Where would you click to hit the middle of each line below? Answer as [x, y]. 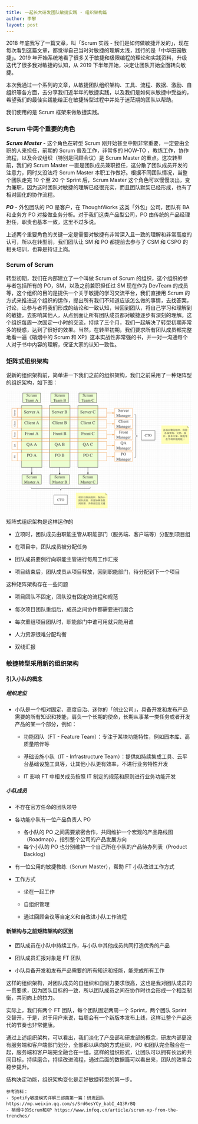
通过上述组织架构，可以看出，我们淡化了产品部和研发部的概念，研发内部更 [96, 1037]
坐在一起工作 [39, 891]
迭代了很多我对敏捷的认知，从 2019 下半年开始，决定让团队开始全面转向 [93, 65]
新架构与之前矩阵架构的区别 [40, 931]
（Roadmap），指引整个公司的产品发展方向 [75, 839]
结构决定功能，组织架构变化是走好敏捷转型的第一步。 [71, 1079]
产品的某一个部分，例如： [46, 724]
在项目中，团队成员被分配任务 [51, 547]
